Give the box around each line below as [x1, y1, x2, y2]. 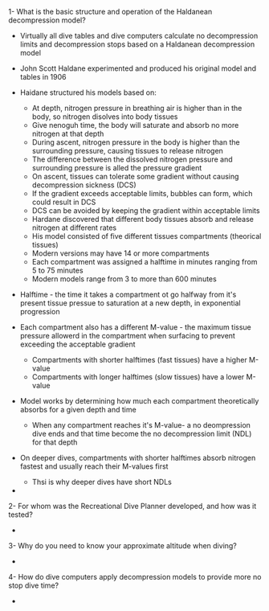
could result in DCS [31, 197, 96, 207]
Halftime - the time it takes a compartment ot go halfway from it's [19, 289, 237, 299]
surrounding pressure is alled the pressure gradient [31, 163, 202, 172]
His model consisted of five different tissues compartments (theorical [31, 232, 262, 240]
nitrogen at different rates [31, 223, 117, 232]
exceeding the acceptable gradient [19, 339, 136, 349]
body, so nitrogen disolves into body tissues [31, 112, 178, 121]
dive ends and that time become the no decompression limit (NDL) [31, 429, 252, 438]
